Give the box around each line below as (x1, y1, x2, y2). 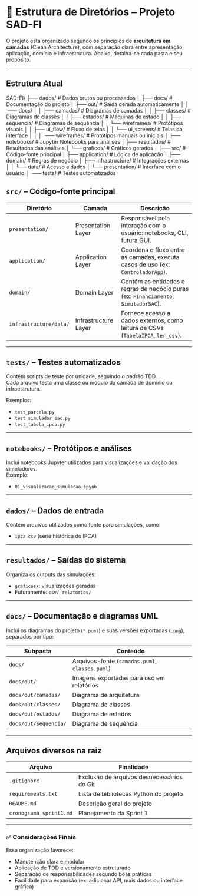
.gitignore (9, 778, 39, 784)
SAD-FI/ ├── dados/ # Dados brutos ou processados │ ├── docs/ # (6, 94, 173, 101)
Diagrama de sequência (72, 719, 138, 728)
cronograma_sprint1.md (9, 810, 72, 816)
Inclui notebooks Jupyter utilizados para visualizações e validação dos (6, 459, 178, 466)
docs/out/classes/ (9, 701, 61, 707)
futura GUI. (120, 236, 151, 244)
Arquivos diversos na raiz (6, 746, 102, 756)
